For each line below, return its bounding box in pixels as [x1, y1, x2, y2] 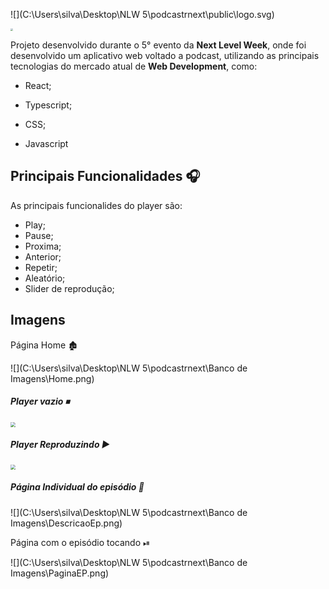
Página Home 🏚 [10, 339, 78, 351]
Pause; [24, 229, 54, 241]
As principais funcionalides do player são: [10, 199, 183, 211]
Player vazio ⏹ [10, 395, 70, 408]
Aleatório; [24, 272, 66, 284]
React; [24, 80, 52, 91]
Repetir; [24, 261, 58, 273]
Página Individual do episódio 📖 [10, 481, 145, 493]
